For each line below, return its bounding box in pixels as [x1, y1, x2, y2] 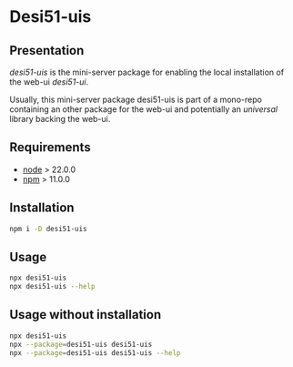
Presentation [9, 43, 85, 58]
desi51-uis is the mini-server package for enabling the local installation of [9, 66, 285, 77]
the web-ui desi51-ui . [9, 76, 89, 87]
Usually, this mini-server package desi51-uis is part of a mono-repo [9, 94, 262, 105]
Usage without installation [9, 307, 162, 322]
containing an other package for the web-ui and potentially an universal [9, 104, 278, 115]
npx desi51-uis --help [9, 282, 96, 291]
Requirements [9, 139, 91, 156]
